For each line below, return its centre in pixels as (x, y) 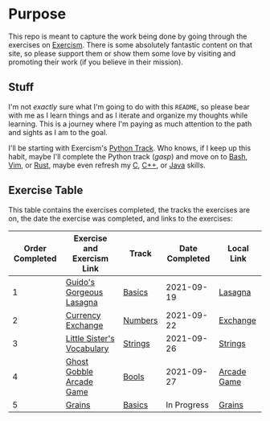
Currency (84, 315)
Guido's (80, 282)
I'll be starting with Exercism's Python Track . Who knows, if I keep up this (130, 148)
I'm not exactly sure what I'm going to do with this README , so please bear (129, 106)
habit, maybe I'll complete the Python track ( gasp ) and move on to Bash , (128, 156)
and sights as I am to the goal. (58, 132)
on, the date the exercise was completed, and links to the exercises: (121, 218)
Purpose (37, 14)
